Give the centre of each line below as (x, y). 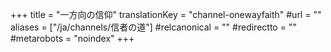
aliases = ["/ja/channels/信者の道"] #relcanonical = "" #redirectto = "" (153, 27)
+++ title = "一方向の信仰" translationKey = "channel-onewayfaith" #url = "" (166, 14)
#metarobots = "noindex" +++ (72, 38)
